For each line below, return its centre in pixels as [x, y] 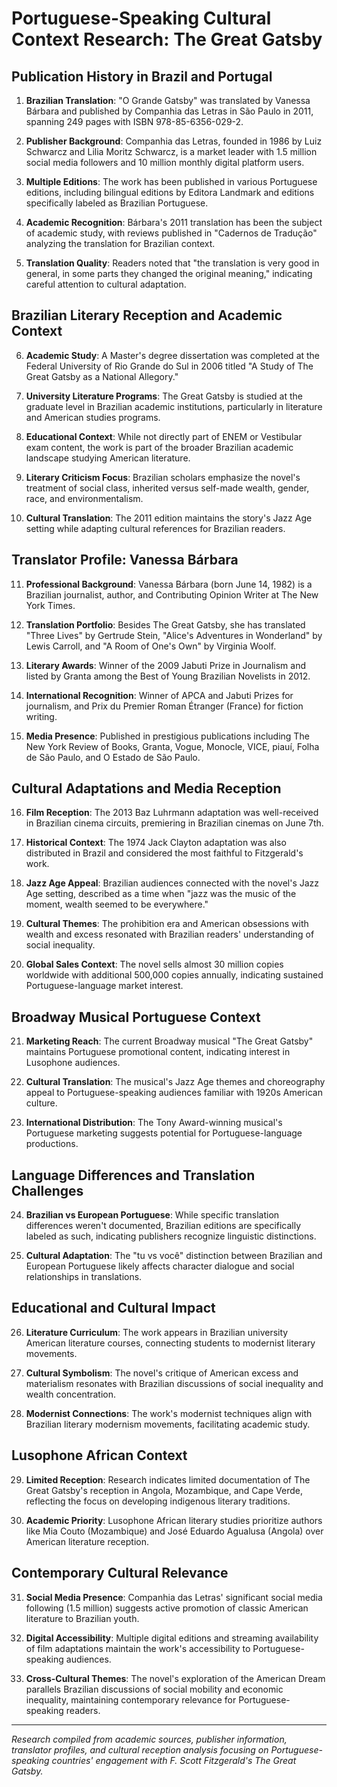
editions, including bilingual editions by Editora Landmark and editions [170, 192]
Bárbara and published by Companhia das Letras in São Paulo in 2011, [169, 111]
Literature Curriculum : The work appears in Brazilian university [157, 1332]
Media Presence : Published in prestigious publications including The [167, 736]
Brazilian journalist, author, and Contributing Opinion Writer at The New [172, 594]
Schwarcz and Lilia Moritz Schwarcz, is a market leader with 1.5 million [171, 151]
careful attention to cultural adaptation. [106, 284]
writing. [41, 716]
